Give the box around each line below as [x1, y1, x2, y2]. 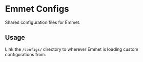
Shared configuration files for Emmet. [5, 19, 81, 25]
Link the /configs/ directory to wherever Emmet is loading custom [5, 46, 139, 52]
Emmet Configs [5, 3, 69, 15]
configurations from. [5, 51, 46, 57]
